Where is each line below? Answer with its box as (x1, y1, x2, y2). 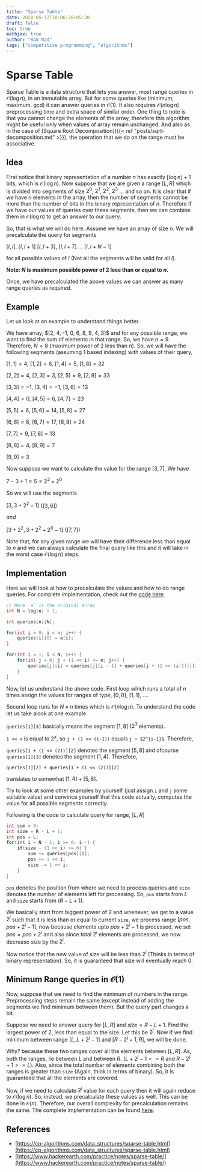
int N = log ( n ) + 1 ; (6, 608, 58, 614)
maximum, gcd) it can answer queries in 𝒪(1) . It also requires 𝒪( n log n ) (6, 101, 179, 108)
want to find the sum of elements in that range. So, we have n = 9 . (6, 336, 170, 343)
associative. (6, 139, 36, 147)
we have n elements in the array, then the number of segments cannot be (6, 194, 188, 201)
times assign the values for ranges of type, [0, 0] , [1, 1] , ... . (6, 691, 149, 698)
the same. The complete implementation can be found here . (6, 1106, 155, 1114)
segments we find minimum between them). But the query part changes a (6, 1003, 189, 1010)
